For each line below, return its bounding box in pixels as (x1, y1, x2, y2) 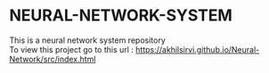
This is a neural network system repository (9, 35, 167, 45)
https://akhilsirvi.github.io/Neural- (134, 44, 260, 54)
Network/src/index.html (9, 53, 96, 64)
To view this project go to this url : (9, 44, 134, 54)
